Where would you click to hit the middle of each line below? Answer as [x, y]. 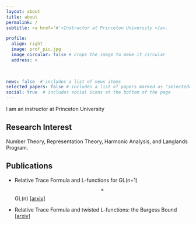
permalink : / [22, 22]
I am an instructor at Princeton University [55, 109]
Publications [29, 166]
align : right [27, 44]
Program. [17, 147]
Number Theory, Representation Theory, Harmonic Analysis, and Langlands [97, 141]
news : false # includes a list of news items [64, 82]
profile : [17, 39]
